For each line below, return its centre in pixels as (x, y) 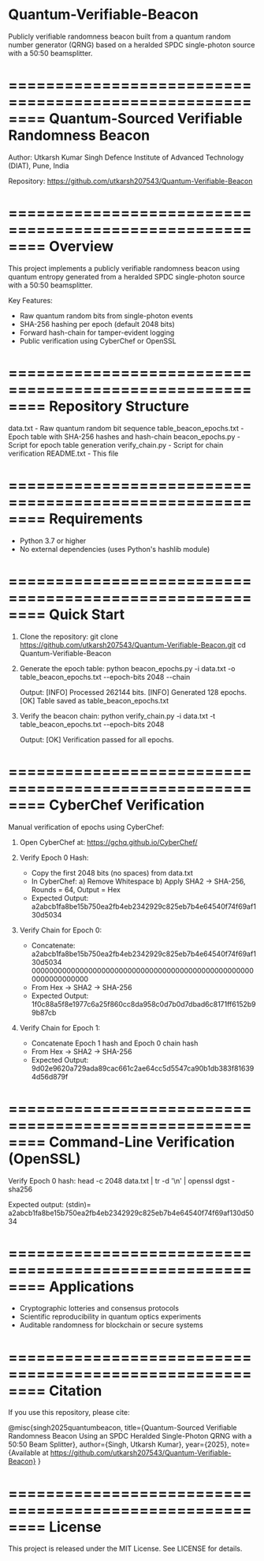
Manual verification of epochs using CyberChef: (86, 827)
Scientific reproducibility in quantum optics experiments (110, 1317)
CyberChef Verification (126, 805)
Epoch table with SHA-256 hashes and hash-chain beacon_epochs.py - (124, 437)
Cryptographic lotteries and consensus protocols (99, 1308)
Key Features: (30, 300)
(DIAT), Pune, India (39, 165)
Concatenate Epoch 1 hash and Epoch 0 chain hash (115, 1043)
